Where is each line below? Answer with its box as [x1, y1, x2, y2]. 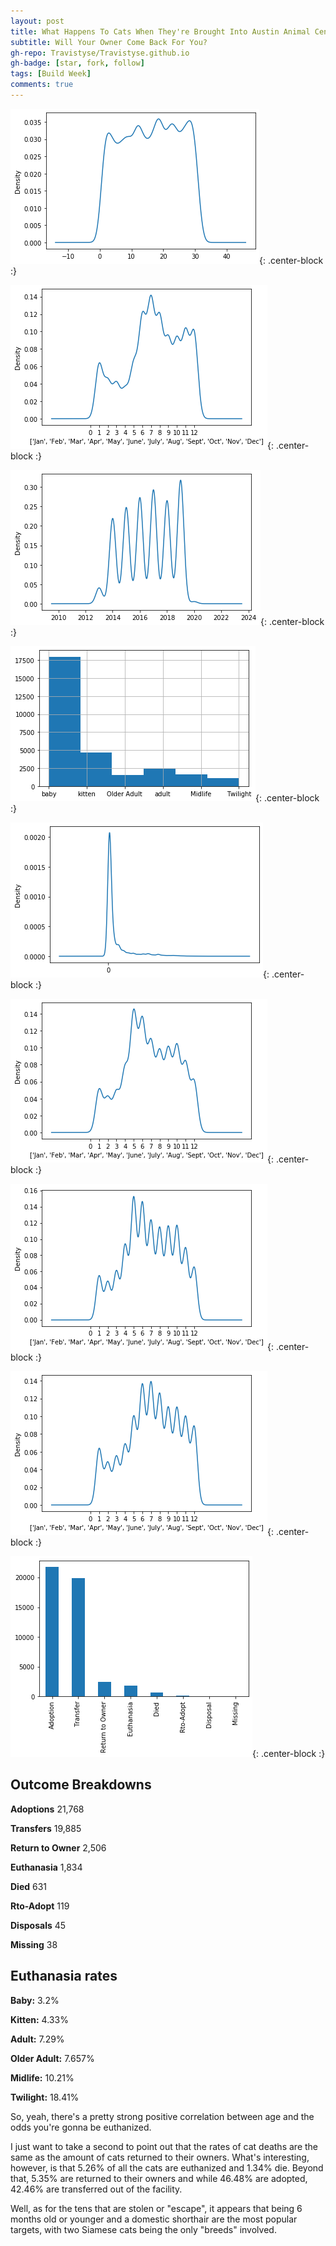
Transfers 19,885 [10, 1822, 82, 1834]
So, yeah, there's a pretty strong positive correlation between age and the [10, 2110, 315, 2122]
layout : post [10, 16, 65, 26]
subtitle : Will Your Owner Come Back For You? [10, 37, 208, 47]
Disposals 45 [10, 1919, 67, 1931]
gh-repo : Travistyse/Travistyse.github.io [10, 48, 190, 58]
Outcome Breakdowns [10, 1776, 152, 1794]
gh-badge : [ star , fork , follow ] [10, 58, 145, 69]
